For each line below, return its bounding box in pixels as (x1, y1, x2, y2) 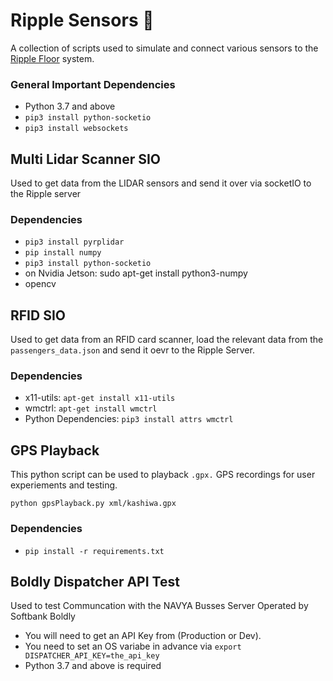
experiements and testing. (10, 479, 118, 491)
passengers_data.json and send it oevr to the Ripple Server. (10, 344, 255, 356)
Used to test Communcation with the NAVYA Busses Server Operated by (10, 600, 309, 612)
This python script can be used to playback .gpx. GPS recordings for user (10, 469, 316, 481)
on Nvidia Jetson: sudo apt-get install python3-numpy (24, 267, 248, 279)
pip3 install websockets (24, 124, 129, 134)
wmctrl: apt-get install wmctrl (24, 402, 158, 414)
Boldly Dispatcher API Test (10, 573, 180, 590)
